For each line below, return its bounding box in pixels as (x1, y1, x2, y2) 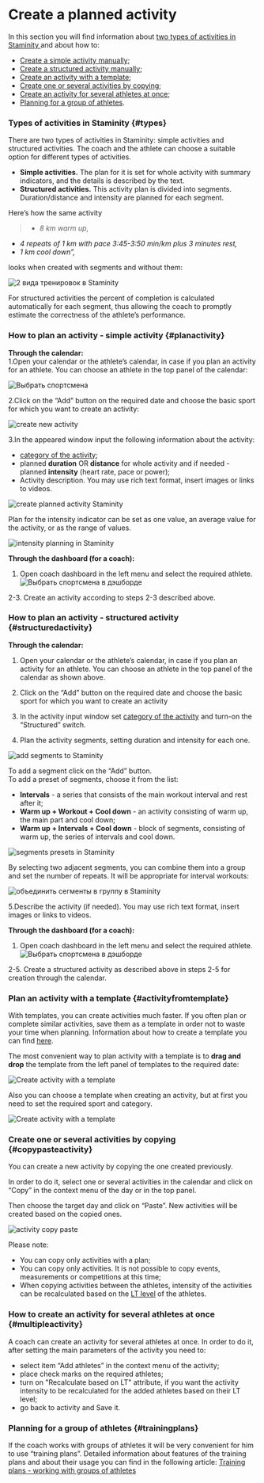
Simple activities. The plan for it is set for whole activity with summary (19, 168, 251, 177)
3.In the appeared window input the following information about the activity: (8, 434, 255, 444)
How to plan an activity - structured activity (8, 612, 179, 623)
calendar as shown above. (19, 672, 106, 682)
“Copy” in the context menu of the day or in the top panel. (8, 1186, 197, 1195)
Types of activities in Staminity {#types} (8, 117, 168, 128)
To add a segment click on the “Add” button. (8, 766, 153, 776)
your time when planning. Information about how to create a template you (8, 1027, 247, 1037)
